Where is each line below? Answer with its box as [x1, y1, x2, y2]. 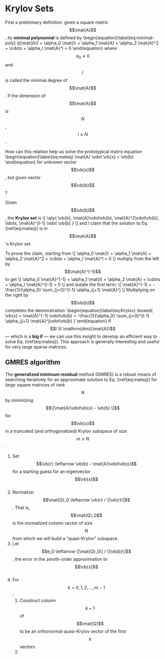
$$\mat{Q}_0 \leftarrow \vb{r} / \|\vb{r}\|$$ [42, 497, 131, 503]
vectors [19, 644, 35, 650]
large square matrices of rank [5, 382, 66, 388]
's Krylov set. [5, 240, 32, 247]
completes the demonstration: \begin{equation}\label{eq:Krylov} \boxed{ [5, 307, 153, 313]
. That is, [12, 504, 31, 510]
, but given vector [5, 174, 41, 180]
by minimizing [5, 397, 33, 403]
